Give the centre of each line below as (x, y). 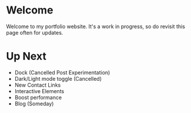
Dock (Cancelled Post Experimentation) (62, 72)
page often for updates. (35, 32)
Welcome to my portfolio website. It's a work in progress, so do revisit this (95, 26)
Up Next (26, 56)
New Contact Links (38, 85)
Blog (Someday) (34, 104)
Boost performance (38, 97)
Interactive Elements (39, 91)
